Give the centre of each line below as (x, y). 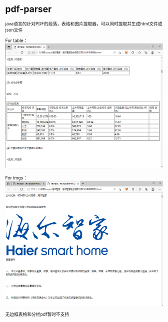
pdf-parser (28, 9)
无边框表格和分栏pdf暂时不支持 (37, 314)
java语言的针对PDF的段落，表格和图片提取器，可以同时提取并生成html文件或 (84, 23)
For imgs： (16, 178)
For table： (16, 40)
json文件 (14, 30)
